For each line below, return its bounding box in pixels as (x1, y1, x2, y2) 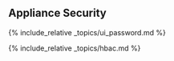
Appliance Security (8, 6, 107, 20)
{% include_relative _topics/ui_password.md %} (8, 27, 166, 37)
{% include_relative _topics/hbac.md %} (8, 43, 141, 53)
